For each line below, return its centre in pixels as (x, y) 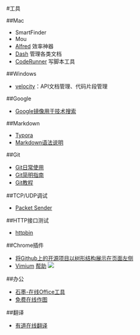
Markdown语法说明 (39, 142)
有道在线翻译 (31, 326)
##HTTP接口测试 (28, 220)
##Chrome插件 (25, 245)
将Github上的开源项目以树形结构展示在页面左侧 (74, 258)
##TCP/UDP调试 (27, 196)
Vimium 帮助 (31, 266)
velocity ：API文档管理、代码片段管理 (61, 86)
